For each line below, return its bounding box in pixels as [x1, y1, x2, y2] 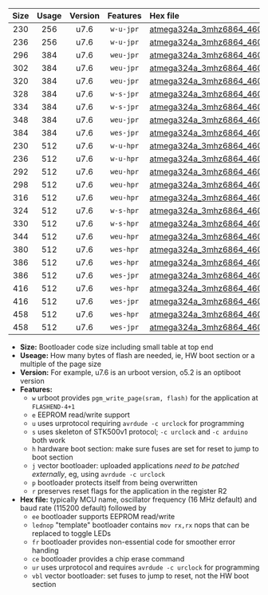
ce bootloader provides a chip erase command [31, 554, 185, 563]
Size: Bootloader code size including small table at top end [19, 342, 214, 352]
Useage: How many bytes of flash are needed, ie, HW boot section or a [19, 351, 255, 360]
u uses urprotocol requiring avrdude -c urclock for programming [31, 419, 245, 428]
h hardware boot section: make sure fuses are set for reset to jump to [31, 444, 259, 453]
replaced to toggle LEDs [31, 529, 112, 538]
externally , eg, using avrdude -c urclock [31, 470, 166, 479]
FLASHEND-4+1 [31, 403, 76, 411]
